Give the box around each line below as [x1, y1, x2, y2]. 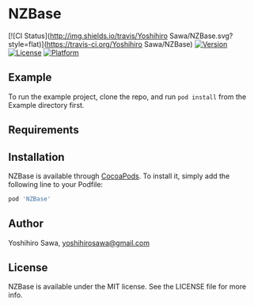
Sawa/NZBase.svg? [169, 31, 233, 40]
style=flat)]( [8, 39, 47, 48]
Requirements [8, 124, 79, 137]
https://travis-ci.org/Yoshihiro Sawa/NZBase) [46, 39, 193, 48]
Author [8, 217, 44, 231]
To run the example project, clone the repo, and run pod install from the [8, 92, 247, 101]
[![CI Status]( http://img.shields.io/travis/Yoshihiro [8, 31, 169, 40]
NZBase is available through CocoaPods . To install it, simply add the [8, 171, 230, 181]
